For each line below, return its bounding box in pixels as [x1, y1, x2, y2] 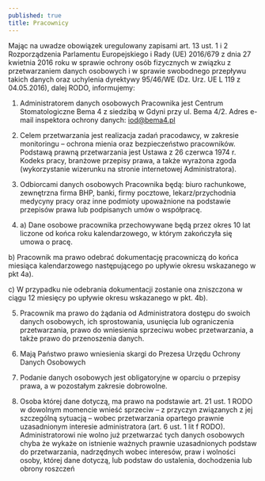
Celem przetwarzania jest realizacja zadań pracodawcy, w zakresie [19, 130, 239, 139]
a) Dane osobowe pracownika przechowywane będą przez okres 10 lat [19, 220, 251, 230]
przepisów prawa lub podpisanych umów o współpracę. [19, 204, 203, 214]
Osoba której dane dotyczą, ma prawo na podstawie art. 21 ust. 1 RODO [19, 396, 253, 406]
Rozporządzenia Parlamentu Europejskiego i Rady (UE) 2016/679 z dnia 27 [8, 49, 252, 59]
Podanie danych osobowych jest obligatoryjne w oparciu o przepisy [19, 372, 241, 382]
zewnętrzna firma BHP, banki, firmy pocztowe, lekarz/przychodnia [19, 188, 237, 197]
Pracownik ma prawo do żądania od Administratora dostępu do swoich [19, 308, 251, 318]
